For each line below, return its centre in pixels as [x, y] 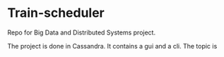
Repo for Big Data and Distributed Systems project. [82, 32]
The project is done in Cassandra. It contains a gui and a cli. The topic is [112, 46]
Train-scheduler [56, 13]
